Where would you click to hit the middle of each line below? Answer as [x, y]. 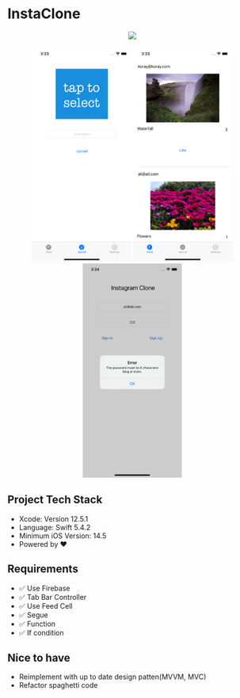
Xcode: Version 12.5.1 [53, 518]
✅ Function [37, 624]
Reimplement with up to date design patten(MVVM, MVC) [112, 677]
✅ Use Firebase [44, 588]
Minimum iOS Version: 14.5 [63, 536]
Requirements [43, 569]
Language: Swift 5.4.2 [55, 527]
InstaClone [44, 14]
